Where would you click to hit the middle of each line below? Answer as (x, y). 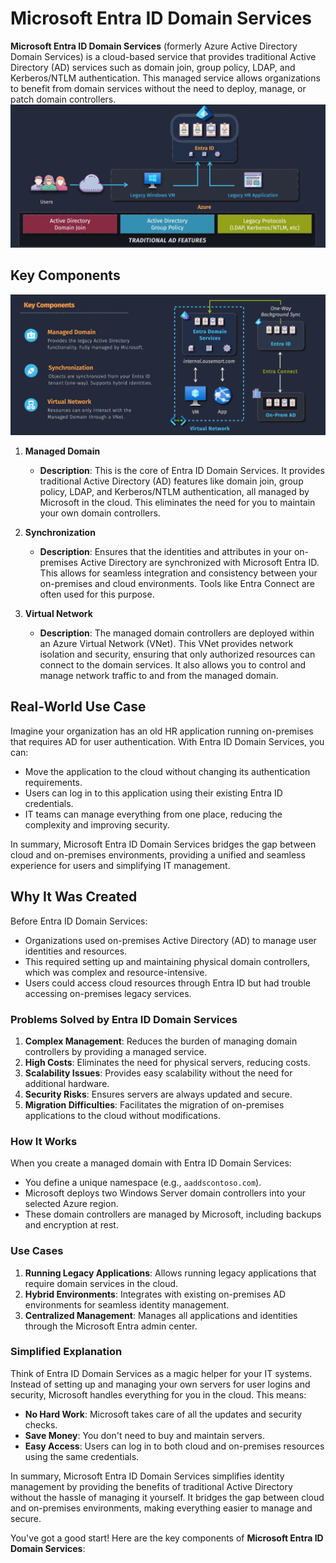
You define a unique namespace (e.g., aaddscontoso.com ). (143, 1183)
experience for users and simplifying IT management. (120, 865)
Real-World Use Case (78, 707)
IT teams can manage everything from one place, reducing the (153, 814)
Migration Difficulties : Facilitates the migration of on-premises (154, 1104)
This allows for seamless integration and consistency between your (178, 573)
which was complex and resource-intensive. (116, 972)
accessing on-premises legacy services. (108, 993)
